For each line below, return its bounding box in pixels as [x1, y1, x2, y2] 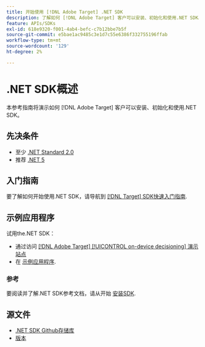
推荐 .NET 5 [15, 156, 45, 163]
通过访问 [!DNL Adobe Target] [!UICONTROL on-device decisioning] [15, 243, 187, 250]
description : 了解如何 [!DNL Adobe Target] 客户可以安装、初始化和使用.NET [6, 15, 188, 21]
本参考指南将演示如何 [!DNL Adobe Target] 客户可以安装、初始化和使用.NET [6, 103, 197, 111]
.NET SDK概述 [6, 82, 78, 96]
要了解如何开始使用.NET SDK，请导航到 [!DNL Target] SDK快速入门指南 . [6, 193, 187, 200]
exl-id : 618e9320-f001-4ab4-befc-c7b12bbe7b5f [6, 26, 127, 32]
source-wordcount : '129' [6, 43, 70, 49]
